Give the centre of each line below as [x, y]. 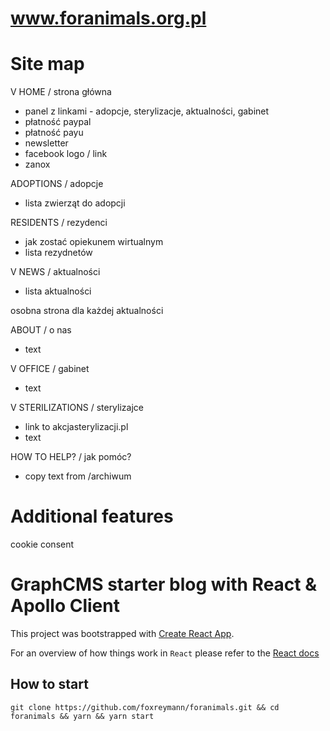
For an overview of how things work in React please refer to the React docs [165, 653]
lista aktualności [58, 291]
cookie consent [42, 544]
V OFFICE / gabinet [50, 369]
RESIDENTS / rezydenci [59, 223]
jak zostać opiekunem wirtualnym [94, 242]
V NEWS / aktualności [55, 272]
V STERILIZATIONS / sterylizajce [77, 408]
